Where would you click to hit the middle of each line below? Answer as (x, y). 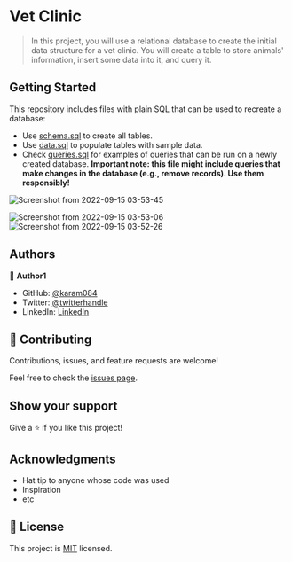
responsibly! (46, 183)
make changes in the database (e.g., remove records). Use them (143, 173)
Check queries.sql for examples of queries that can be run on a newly (150, 154)
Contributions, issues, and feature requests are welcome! (114, 361)
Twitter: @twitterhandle (65, 302)
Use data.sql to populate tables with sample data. (112, 144)
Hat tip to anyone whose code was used (95, 480)
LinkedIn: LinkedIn (55, 311)
